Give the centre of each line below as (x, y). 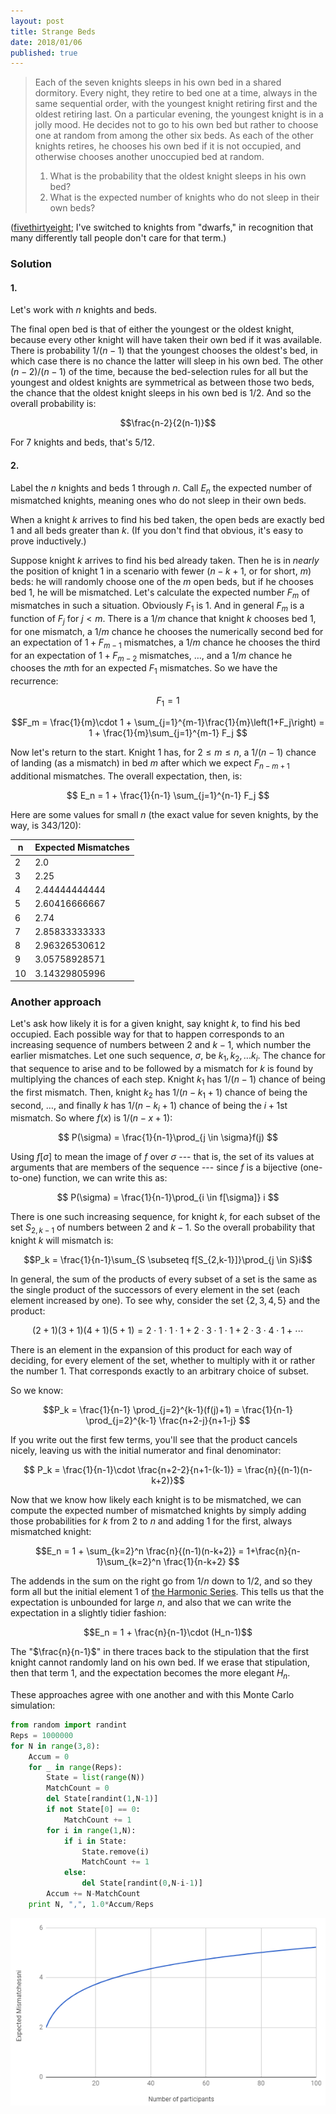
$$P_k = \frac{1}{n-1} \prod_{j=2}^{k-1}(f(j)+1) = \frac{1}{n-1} (168, 1410)
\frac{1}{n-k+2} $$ (201, 1562)
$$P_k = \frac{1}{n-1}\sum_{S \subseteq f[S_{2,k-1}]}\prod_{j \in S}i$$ (168, 1260)
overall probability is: (53, 404)
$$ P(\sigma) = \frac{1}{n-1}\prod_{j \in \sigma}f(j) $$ (168, 1137)
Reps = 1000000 (42, 1735)
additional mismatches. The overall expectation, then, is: (126, 776)
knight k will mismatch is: (62, 1241)
